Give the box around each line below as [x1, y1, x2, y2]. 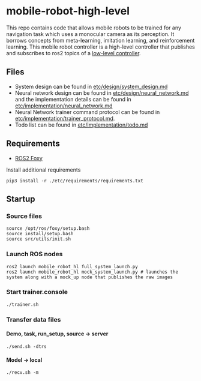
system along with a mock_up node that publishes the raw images [6, 274, 173, 280]
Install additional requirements [6, 166, 81, 173]
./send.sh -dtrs [6, 343, 47, 349]
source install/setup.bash [6, 231, 74, 237]
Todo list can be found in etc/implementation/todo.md [14, 121, 148, 128]
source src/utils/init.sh [6, 236, 71, 242]
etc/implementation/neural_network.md [14, 102, 113, 109]
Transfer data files [6, 315, 61, 323]
